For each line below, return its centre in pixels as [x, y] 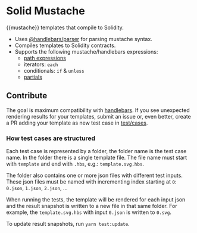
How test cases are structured [51, 138]
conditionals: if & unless [54, 70]
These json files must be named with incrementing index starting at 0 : [91, 182]
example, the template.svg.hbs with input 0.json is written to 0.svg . [89, 212]
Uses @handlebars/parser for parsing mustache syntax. [84, 39]
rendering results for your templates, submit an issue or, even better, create [99, 116]
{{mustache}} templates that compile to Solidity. [65, 27]
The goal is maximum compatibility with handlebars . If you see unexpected [98, 110]
